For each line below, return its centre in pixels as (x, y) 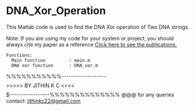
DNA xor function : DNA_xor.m (55, 66)
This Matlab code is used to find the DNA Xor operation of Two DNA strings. (98, 27)
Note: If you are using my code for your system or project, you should (90, 38)
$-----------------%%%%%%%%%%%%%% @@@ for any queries (90, 94)
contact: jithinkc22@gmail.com (43, 101)
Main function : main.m (51, 60)
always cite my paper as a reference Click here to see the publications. (92, 44)
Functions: (19, 55)
